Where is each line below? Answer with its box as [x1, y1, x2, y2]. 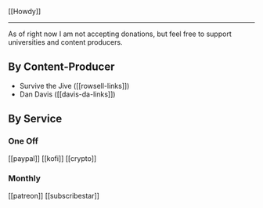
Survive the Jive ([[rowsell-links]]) [19, 81, 130, 90]
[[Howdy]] [8, 7, 41, 16]
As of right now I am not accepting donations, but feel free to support [8, 29, 232, 38]
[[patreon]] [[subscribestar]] [8, 191, 100, 200]
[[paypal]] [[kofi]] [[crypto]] [8, 153, 97, 163]
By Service [8, 112, 63, 126]
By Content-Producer [8, 60, 115, 74]
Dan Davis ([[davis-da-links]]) [19, 89, 116, 99]
